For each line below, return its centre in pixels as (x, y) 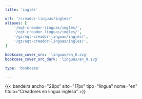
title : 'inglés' (21, 10)
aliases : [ (16, 23)
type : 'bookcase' (23, 68)
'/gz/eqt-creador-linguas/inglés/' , (51, 37)
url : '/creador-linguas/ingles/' (39, 18)
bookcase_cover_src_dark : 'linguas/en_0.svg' (52, 59)
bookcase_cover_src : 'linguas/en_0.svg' (47, 54)
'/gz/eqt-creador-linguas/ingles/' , (51, 41)
